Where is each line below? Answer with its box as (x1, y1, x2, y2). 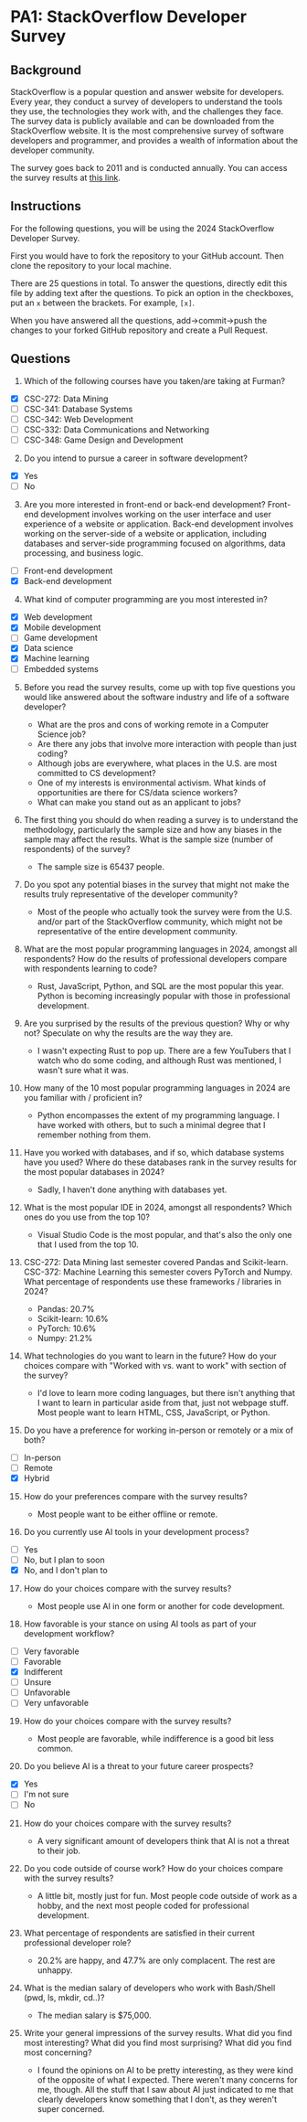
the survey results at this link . (10, 172, 122, 183)
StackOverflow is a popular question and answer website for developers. (10, 87, 284, 97)
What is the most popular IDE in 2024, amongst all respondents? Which (23, 1201, 292, 1212)
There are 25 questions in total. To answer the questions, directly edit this (10, 277, 288, 289)
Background (10, 62, 81, 78)
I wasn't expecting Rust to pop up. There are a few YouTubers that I (37, 1045, 291, 1056)
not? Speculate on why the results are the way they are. (23, 1027, 234, 1039)
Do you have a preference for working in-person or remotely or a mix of (23, 1424, 294, 1435)
